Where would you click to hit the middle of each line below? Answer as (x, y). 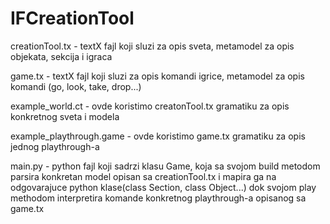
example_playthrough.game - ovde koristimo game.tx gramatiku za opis (158, 136)
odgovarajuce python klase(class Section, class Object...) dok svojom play (163, 187)
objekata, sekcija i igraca (61, 56)
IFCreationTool (72, 18)
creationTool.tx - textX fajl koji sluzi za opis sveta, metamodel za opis (152, 46)
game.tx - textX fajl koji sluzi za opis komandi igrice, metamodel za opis (157, 76)
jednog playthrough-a (55, 146)
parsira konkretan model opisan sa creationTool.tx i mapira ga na (143, 176)
